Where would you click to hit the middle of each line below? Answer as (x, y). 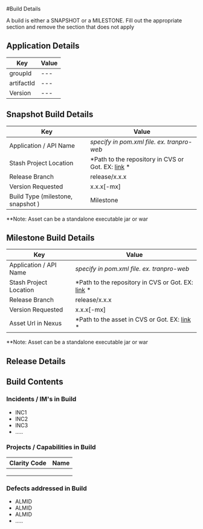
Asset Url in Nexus (36, 324)
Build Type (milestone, (41, 196)
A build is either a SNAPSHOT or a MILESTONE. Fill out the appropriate (94, 20)
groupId (21, 73)
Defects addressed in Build (47, 488)
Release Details (36, 361)
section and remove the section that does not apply (70, 27)
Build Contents (35, 382)
